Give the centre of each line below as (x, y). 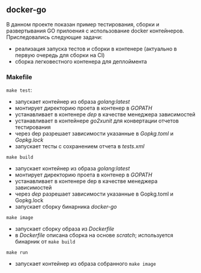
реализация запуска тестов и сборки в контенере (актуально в (96, 49)
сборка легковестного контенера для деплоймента (81, 61)
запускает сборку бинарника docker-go (66, 207)
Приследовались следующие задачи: (55, 37)
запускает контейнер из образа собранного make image (85, 264)
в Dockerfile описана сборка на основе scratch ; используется (94, 235)
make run (17, 253)
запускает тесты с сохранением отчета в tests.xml (80, 146)
